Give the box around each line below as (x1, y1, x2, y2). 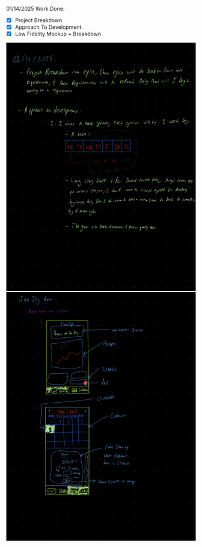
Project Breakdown (14, 17, 63, 23)
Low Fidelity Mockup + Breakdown (14, 30, 101, 38)
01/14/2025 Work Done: (6, 5, 65, 12)
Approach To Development (14, 23, 82, 31)
